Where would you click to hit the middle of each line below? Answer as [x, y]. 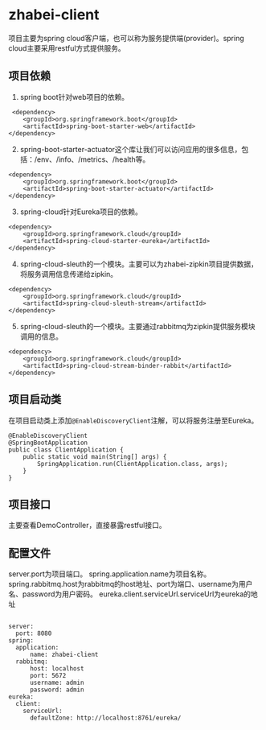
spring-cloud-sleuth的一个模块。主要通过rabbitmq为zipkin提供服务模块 [137, 326]
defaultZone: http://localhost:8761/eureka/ [105, 718]
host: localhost [57, 669]
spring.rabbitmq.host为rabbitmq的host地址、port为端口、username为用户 [131, 584]
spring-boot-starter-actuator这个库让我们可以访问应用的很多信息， [131, 149]
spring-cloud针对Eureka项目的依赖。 [81, 212]
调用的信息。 [41, 336]
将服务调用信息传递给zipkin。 [69, 274]
